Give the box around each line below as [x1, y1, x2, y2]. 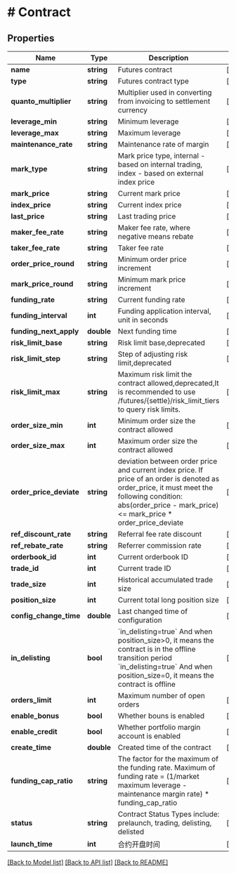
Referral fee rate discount [117, 530, 202, 539]
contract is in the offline [117, 644, 196, 654]
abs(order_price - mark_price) [117, 500, 219, 510]
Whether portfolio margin [117, 723, 201, 732]
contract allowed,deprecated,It [117, 379, 219, 388]
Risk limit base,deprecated [117, 338, 206, 348]
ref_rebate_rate [11, 541, 64, 550]
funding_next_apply [11, 327, 79, 336]
